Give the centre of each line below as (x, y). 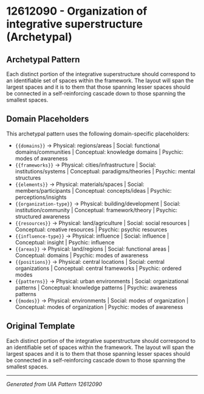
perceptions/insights (41, 197)
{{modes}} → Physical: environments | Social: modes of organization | (102, 300)
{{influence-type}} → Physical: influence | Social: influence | (92, 236)
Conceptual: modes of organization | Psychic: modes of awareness (99, 307)
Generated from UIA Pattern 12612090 (54, 384)
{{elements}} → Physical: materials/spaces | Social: (80, 184)
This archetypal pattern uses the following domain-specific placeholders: (98, 133)
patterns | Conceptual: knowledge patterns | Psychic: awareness (96, 288)
